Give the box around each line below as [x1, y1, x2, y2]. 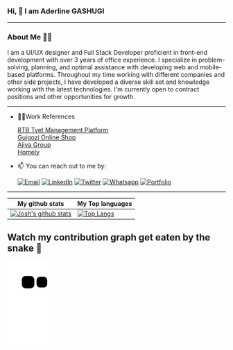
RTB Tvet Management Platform [17, 125, 109, 134]
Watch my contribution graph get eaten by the [7, 231, 211, 243]
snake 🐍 [7, 243, 43, 254]
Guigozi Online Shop [17, 133, 76, 141]
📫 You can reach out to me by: [17, 161, 106, 170]
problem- [198, 55, 225, 64]
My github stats [17, 200, 64, 208]
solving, [7, 62, 30, 71]
